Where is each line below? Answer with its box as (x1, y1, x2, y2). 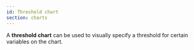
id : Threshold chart (6, 9, 59, 15)
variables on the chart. (6, 38, 63, 45)
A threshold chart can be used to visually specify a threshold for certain (6, 31, 189, 38)
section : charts (6, 15, 48, 21)
